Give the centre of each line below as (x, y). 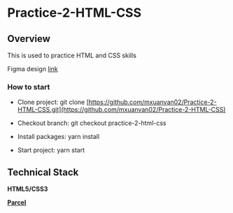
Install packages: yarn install (58, 137)
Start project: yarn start (51, 150)
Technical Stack (43, 172)
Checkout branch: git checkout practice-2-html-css (92, 123)
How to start (29, 87)
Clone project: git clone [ (53, 102)
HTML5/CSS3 (28, 189)
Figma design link (33, 69)
